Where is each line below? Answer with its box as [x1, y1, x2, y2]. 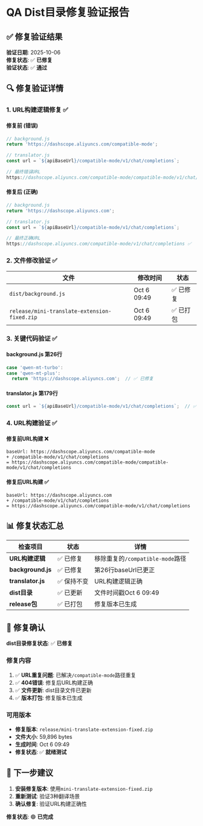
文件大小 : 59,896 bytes [14, 733, 72, 740]
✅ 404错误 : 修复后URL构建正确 [14, 679, 94, 686]
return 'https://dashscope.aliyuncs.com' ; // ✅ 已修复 [11, 376, 154, 382]
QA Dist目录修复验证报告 [6, 5, 130, 19]
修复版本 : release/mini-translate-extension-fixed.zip [14, 725, 153, 733]
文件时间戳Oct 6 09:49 [94, 588, 159, 597]
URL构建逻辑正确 [94, 577, 143, 585]
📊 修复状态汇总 [6, 521, 65, 531]
